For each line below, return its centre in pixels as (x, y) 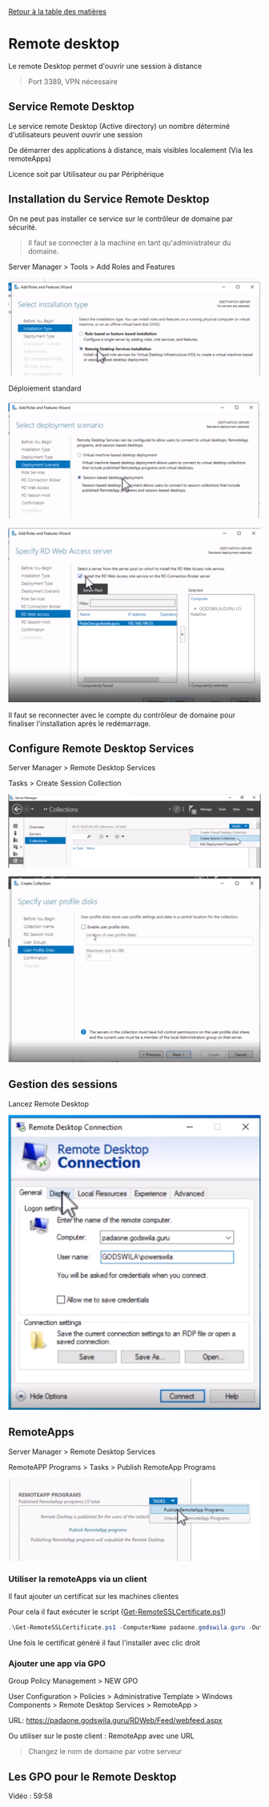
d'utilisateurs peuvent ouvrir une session (75, 135)
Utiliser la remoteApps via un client (78, 1579)
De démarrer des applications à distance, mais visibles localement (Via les (131, 150)
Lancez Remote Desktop (49, 1103)
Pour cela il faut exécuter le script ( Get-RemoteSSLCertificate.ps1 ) (117, 1612)
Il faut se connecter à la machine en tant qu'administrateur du (129, 243)
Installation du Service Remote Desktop (109, 199)
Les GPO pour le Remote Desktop (92, 1777)
